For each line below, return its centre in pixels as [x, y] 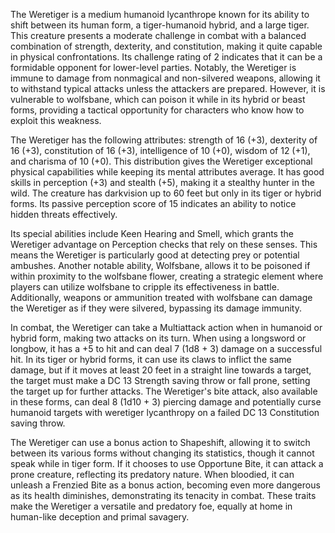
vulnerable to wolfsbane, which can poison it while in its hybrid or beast [158, 99]
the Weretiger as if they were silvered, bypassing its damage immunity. [156, 308]
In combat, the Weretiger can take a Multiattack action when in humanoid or [166, 327]
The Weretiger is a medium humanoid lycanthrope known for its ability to [160, 14]
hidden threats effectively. [64, 214]
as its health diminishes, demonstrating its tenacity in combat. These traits [163, 495]
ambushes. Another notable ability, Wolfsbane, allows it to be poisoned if [160, 265]
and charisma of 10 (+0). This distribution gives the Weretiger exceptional [161, 161]
